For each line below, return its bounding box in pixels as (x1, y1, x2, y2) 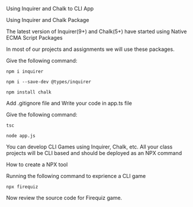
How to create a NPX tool (6, 161, 68, 168)
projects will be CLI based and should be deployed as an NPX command (6, 150, 182, 156)
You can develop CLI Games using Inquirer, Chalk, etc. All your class (6, 143, 173, 150)
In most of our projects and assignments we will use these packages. (6, 46, 175, 53)
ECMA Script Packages (6, 34, 63, 41)
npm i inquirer (6, 69, 44, 75)
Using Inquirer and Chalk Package (6, 17, 89, 23)
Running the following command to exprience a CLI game (6, 173, 146, 179)
